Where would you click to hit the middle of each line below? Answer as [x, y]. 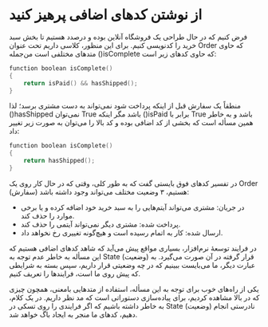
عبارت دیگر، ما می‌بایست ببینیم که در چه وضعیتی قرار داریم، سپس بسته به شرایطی [132, 265]
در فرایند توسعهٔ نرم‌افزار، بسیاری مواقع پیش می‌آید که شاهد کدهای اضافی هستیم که [133, 248]
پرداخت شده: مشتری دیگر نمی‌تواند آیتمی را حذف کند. [100, 224]
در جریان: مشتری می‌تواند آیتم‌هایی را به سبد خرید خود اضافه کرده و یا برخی [132, 207]
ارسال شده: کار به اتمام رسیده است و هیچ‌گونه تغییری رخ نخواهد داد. [122, 232]
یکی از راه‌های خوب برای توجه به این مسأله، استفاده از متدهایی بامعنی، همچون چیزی [134, 289]
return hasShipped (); [59, 161]
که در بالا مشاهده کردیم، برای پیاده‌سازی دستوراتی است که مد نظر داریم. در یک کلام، [134, 297]
